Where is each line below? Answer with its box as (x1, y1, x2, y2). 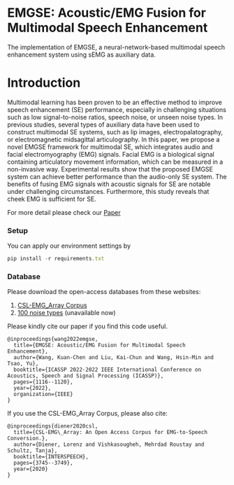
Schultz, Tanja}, (7, 447, 58, 454)
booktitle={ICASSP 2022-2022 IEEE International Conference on (13, 366, 201, 374)
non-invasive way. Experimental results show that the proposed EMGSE (7, 164, 214, 173)
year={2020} (13, 465, 49, 473)
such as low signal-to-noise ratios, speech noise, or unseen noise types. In (7, 113, 224, 121)
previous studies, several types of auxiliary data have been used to (7, 120, 200, 129)
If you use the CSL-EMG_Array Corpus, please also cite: (7, 409, 168, 418)
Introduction (7, 75, 81, 91)
